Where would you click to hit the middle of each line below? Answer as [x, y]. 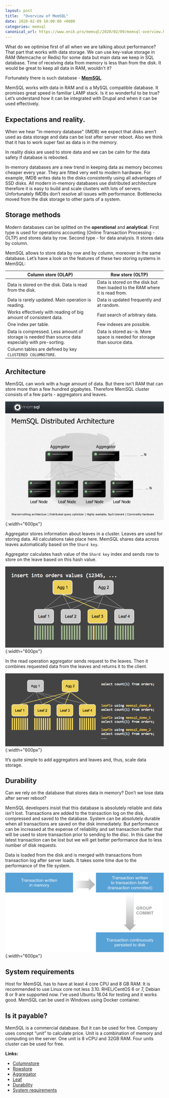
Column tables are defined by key [42, 349]
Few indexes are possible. [124, 324]
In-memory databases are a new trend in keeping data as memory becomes [84, 167]
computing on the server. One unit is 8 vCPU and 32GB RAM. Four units [79, 1039]
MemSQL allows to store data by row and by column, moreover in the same [83, 253]
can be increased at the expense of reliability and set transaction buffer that [84, 829]
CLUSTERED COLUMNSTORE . [32, 354]
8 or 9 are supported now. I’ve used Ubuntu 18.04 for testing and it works [81, 995]
